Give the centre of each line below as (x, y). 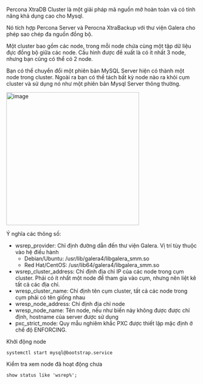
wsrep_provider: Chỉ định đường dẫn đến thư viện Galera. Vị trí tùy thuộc (106, 246)
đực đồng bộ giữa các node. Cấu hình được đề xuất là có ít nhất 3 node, (96, 52)
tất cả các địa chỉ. (37, 284)
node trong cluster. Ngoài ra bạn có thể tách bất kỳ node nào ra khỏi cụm (98, 77)
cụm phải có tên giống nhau (50, 297)
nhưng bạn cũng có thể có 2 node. (50, 59)
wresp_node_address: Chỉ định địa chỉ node (70, 304)
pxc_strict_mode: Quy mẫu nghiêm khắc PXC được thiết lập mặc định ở (104, 323)
